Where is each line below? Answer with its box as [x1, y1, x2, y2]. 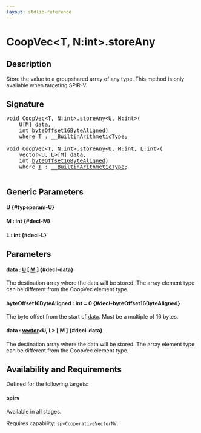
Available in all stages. [6, 408, 62, 415]
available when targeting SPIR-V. [6, 81, 88, 88]
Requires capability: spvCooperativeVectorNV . [6, 419, 119, 427]
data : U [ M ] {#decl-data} [6, 266, 74, 273]
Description [6, 59, 51, 70]
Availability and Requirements [6, 365, 122, 374]
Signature [6, 99, 44, 110]
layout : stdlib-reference [6, 8, 71, 15]
